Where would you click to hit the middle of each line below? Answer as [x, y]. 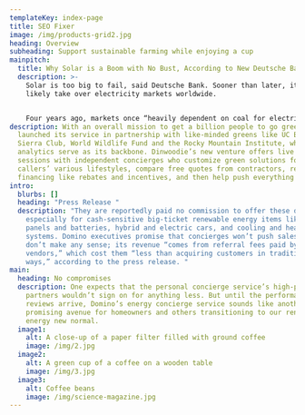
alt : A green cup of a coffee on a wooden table [119, 363]
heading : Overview [44, 43]
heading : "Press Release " [69, 203]
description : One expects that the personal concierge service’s [144, 287]
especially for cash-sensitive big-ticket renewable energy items [154, 220]
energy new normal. [63, 321]
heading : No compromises [64, 279]
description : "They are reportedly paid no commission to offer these [154, 211]
